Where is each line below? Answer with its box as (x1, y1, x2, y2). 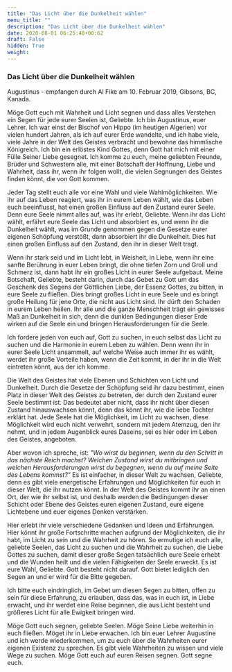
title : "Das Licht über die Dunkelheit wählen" (7, 10, 148, 17)
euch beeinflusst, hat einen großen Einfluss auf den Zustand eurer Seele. (7, 203, 216, 212)
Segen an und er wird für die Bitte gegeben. (7, 573, 132, 581)
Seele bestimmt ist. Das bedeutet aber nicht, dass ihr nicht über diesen (7, 398, 210, 407)
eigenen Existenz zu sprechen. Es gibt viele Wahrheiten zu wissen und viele (7, 644, 224, 653)
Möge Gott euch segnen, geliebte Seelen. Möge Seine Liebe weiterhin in (7, 622, 214, 630)
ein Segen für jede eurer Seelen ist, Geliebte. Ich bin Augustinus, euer (7, 116, 206, 124)
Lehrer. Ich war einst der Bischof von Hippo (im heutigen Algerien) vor (7, 123, 207, 132)
